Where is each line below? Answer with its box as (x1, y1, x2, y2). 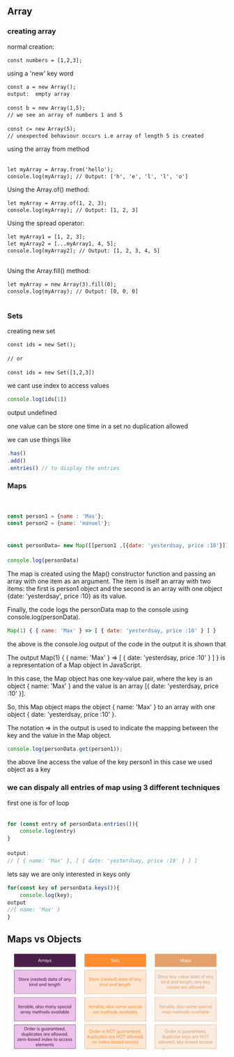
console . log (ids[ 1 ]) (7, 395, 68, 402)
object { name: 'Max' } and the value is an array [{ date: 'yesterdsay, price (7, 681, 219, 690)
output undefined (7, 408, 57, 416)
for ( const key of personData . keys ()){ (7, 884, 120, 891)
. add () (7, 457, 26, 464)
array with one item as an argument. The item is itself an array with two (7, 576, 211, 585)
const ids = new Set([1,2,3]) (7, 369, 95, 376)
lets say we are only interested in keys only (7, 870, 131, 878)
